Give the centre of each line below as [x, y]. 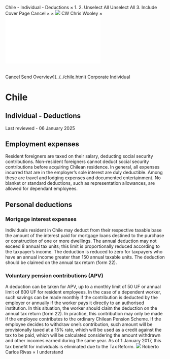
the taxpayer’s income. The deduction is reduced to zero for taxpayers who [84, 252]
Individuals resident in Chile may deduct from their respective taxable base [83, 230]
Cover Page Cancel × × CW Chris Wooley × [54, 13]
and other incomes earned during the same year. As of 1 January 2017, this [83, 341]
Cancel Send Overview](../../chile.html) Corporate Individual [68, 77]
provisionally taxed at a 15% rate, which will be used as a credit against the [83, 330]
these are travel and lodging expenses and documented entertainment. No [83, 178]
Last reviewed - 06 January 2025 [40, 128]
